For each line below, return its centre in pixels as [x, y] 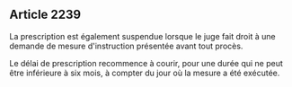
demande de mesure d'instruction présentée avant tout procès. [126, 46]
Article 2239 [45, 15]
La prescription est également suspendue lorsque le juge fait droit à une [142, 36]
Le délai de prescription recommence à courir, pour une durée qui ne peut [146, 63]
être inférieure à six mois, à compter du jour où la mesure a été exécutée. [145, 73]
